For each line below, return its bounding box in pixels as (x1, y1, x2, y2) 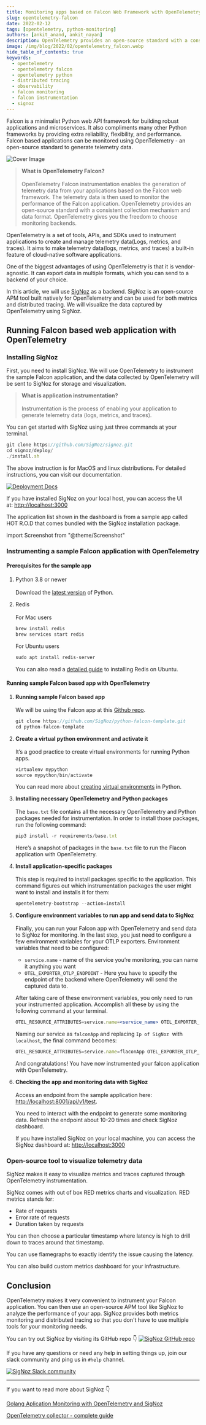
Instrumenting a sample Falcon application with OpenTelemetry (6, 547, 199, 555)
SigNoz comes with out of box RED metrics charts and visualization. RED (6, 1189, 190, 1197)
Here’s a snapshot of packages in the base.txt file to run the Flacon (15, 844, 186, 851)
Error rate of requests (15, 1214, 70, 1221)
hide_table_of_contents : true (6, 49, 84, 55)
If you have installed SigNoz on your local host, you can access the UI (6, 494, 183, 502)
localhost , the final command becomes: (15, 1037, 117, 1044)
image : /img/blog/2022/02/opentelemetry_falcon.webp (6, 44, 144, 50)
